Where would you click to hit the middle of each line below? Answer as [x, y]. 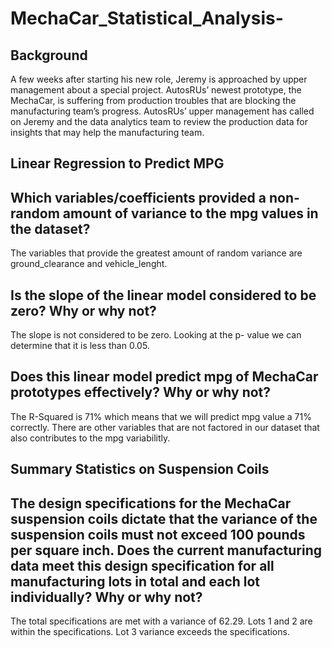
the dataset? [50, 228]
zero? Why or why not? [83, 310]
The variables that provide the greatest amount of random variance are [156, 253]
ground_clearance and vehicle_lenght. [89, 264]
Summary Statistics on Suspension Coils [140, 469]
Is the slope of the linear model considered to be [163, 295]
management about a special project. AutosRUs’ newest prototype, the [156, 90]
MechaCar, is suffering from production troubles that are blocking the [153, 100]
